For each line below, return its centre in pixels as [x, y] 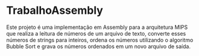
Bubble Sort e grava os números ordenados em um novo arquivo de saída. [99, 46]
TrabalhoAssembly [55, 11]
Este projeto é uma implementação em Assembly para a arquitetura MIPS [97, 27]
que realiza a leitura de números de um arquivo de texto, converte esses [96, 33]
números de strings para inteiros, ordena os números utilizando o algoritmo [100, 40]
